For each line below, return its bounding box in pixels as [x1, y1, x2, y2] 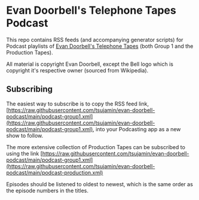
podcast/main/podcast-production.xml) [6, 169, 103, 176]
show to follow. [6, 132, 44, 139]
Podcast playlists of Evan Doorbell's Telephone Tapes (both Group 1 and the [6, 43, 194, 50]
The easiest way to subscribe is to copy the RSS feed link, [6, 100, 149, 107]
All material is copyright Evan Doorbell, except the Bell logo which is [6, 60, 173, 68]
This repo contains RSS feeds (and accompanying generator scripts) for [6, 36, 183, 43]
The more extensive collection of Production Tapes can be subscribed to [6, 143, 185, 150]
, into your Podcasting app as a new [92, 125, 181, 132]
